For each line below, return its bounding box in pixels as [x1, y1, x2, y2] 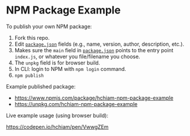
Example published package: [6, 83, 76, 90]
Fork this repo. [14, 34, 50, 41]
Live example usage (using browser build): [6, 112, 109, 119]
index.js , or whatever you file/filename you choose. [14, 53, 140, 60]
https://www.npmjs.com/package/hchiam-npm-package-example [14, 94, 174, 101]
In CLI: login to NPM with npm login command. [14, 65, 127, 72]
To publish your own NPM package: [6, 23, 92, 30]
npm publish [14, 73, 44, 79]
